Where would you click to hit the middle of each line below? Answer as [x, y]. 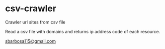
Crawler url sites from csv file [35, 22]
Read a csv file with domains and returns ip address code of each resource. [83, 31]
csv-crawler [31, 9]
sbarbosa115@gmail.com [31, 41]
